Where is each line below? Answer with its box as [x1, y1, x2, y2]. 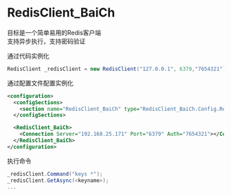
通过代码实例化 [7, 52, 49, 60]
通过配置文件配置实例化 [7, 79, 74, 87]
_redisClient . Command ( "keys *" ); [7, 170, 103, 177]
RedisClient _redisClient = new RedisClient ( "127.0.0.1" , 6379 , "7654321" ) [7, 65, 226, 72]
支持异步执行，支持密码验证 [7, 37, 86, 45]
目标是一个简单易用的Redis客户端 [7, 28, 102, 37]
